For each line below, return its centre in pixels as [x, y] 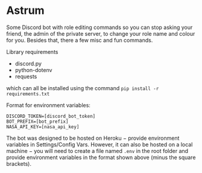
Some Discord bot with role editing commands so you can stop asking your [99, 27]
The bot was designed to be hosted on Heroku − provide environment [93, 138]
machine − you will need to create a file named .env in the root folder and [97, 151]
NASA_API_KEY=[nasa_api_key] [43, 127]
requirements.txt [28, 94]
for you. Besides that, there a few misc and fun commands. [80, 40]
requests [26, 76]
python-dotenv [33, 70]
